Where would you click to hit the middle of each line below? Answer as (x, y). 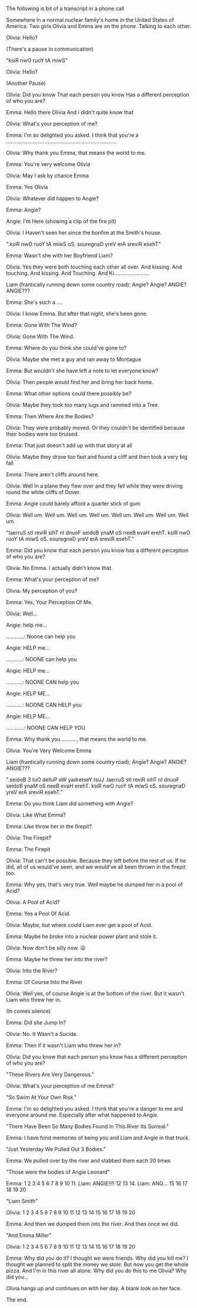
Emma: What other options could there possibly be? (69, 393)
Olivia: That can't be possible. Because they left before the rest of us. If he (96, 860)
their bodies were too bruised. (43, 434)
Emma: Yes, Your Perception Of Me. (49, 602)
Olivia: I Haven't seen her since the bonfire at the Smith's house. (84, 233)
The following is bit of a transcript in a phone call (65, 9)
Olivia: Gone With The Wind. (40, 336)
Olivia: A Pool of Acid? (33, 902)
